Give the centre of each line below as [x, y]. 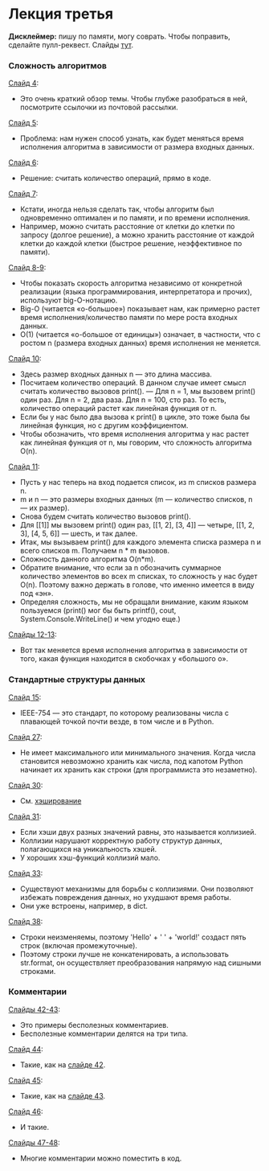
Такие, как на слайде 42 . [63, 1064]
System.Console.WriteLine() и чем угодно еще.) [100, 619]
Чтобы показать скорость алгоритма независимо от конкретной [131, 283]
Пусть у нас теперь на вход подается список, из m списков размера [138, 483]
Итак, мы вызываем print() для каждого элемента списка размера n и [141, 542]
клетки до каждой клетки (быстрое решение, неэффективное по [131, 244]
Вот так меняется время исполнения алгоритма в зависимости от [133, 650]
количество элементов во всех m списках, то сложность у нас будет [139, 577]
